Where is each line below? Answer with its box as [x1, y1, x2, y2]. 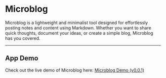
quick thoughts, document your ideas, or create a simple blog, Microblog [5, 30, 154, 36]
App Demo [5, 54, 39, 62]
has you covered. [5, 35, 41, 41]
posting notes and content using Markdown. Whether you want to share [5, 25, 152, 30]
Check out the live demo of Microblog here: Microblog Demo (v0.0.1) [5, 67, 145, 73]
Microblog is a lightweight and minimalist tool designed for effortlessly [5, 20, 148, 26]
